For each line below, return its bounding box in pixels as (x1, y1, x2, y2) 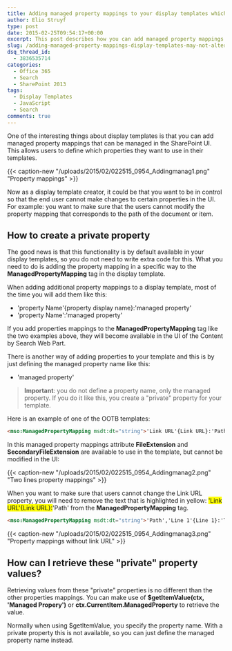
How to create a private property (7, 230, 151, 241)
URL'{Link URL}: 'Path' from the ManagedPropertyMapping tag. (7, 504, 188, 512)
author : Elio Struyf (7, 17, 67, 23)
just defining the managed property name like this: (7, 360, 151, 368)
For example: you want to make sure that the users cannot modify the (7, 202, 205, 210)
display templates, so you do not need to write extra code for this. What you (7, 255, 223, 263)
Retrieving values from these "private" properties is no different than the (7, 586, 213, 594)
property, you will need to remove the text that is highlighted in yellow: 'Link (7, 497, 222, 505)
